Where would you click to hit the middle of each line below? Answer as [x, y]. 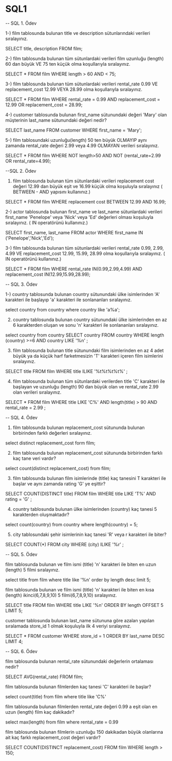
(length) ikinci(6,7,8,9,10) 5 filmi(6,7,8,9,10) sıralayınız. [61, 595]
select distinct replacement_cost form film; [51, 443]
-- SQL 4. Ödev [21, 417]
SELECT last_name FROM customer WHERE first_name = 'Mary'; [74, 130]
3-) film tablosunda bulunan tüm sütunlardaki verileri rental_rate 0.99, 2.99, [85, 248]
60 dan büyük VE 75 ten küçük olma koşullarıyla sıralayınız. [68, 64]
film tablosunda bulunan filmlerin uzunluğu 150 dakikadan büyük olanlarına [84, 732]
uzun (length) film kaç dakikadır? [40, 712]
